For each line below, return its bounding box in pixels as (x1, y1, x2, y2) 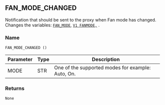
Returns (5, 85, 25, 92)
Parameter (7, 56, 33, 63)
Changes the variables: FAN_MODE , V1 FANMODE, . (5, 22, 100, 28)
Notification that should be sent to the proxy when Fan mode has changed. (5, 17, 157, 22)
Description (91, 56, 120, 63)
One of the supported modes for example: (54, 64, 151, 71)
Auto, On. (54, 70, 76, 77)
